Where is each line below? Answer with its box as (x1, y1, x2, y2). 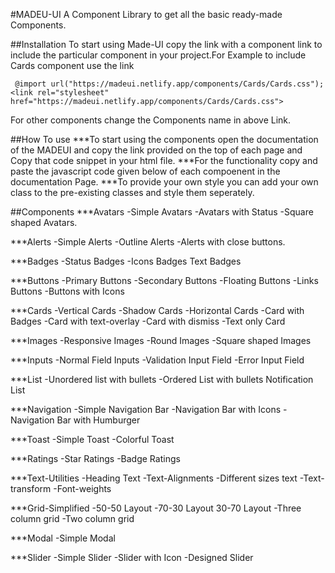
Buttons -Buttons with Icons (10, 285, 125, 297)
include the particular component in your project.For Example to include (10, 49, 307, 61)
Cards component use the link (10, 60, 135, 71)
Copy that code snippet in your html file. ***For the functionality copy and (10, 155, 318, 166)
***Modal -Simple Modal (10, 532, 116, 544)
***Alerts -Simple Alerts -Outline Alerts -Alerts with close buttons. (10, 236, 286, 248)
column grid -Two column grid (10, 513, 135, 524)
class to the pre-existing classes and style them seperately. (10, 187, 255, 198)
